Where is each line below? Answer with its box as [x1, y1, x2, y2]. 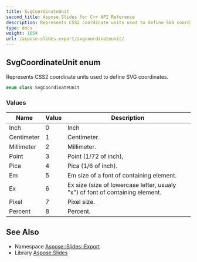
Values [6, 98, 26, 106]
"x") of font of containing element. [67, 188, 162, 196]
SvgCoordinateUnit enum [6, 58, 101, 68]
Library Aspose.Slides [14, 249, 68, 256]
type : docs [6, 25, 33, 31]
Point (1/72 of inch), [67, 152, 124, 160]
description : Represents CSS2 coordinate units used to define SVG [6, 19, 175, 25]
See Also [6, 227, 39, 237]
